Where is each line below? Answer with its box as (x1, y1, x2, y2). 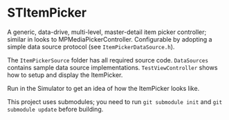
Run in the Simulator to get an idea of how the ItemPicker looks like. (7, 84, 200, 92)
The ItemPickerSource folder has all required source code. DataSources (7, 55, 209, 64)
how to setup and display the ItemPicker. (7, 71, 123, 79)
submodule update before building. (7, 105, 104, 113)
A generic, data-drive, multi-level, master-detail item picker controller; (7, 28, 207, 36)
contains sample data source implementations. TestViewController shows (7, 63, 218, 71)
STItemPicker (7, 5, 87, 21)
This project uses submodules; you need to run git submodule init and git (7, 97, 223, 105)
